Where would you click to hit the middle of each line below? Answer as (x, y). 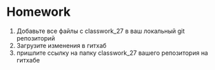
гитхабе (28, 60)
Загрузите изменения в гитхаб (61, 45)
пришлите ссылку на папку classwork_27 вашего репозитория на (112, 53)
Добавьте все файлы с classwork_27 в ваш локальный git (101, 31)
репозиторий (36, 38)
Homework (39, 12)
